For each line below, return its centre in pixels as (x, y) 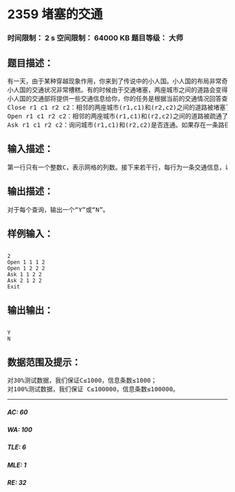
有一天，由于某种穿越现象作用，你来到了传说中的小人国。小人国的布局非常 (114, 81)
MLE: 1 (17, 465)
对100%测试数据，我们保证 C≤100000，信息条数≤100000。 (93, 389)
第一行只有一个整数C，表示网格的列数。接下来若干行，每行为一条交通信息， (116, 167)
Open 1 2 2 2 (26, 269)
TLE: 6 (17, 447)
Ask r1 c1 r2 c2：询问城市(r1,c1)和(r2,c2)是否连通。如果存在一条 (113, 125)
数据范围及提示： (44, 362)
